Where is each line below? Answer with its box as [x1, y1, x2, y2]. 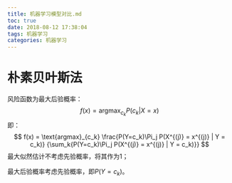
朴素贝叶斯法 [7, 70, 83, 86]
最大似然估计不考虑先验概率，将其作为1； [7, 152, 129, 161]
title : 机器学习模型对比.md [7, 10, 82, 18]
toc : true [7, 17, 37, 24]
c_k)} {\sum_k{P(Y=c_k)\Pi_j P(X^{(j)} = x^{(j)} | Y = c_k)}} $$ [29, 140, 210, 149]
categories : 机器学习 [7, 37, 68, 44]
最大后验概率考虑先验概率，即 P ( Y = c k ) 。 [7, 167, 129, 177]
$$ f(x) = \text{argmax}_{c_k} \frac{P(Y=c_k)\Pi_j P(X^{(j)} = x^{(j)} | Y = [14, 132, 226, 141]
